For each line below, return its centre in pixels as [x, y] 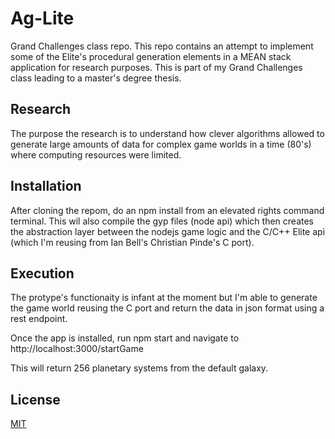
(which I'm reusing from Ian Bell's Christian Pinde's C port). [132, 242]
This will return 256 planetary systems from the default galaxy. [139, 368]
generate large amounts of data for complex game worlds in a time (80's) [161, 144]
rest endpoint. [39, 319]
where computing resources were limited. [96, 154]
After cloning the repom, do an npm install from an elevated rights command [167, 210]
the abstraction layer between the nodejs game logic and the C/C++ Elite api [168, 231]
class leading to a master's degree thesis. [96, 78]
